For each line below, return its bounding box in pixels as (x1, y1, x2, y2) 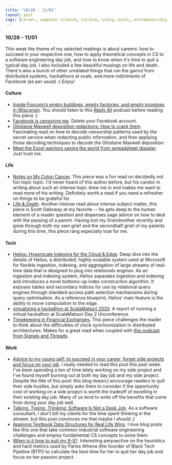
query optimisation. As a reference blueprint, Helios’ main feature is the (12, 295, 163, 301)
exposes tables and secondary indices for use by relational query (12, 284, 151, 290)
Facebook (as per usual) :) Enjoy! (5, 78, 75, 85)
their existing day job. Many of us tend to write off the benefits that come (12, 394, 167, 400)
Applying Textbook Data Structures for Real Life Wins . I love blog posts (12, 421, 162, 428)
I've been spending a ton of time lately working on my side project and (12, 367, 162, 373)
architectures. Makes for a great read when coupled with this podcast (12, 328, 160, 334)
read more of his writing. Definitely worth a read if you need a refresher (12, 190, 163, 196)
